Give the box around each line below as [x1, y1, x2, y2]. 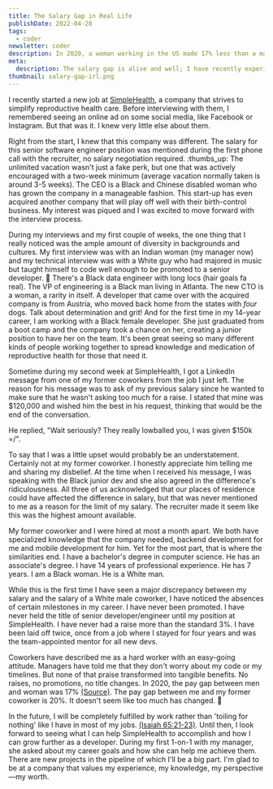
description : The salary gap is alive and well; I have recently [15, 65, 242, 73]
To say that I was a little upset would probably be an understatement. [8, 449, 240, 459]
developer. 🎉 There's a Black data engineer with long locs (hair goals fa [8, 273, 247, 283]
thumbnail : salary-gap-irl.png [8, 72, 115, 80]
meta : [8, 58, 27, 66]
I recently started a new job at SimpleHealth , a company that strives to [8, 94, 244, 104]
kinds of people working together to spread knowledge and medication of [8, 342, 255, 352]
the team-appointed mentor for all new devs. [8, 636, 158, 646]
